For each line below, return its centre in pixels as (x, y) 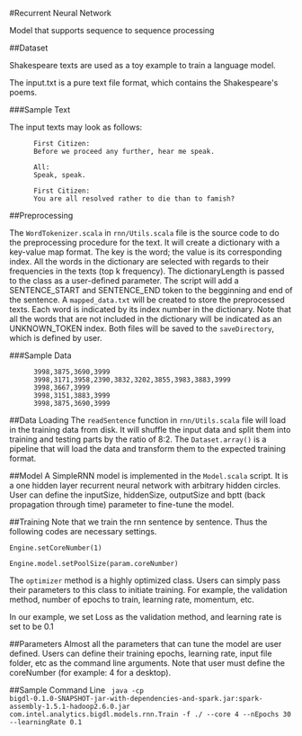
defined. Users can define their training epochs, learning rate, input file (141, 653)
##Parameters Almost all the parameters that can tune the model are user (146, 644)
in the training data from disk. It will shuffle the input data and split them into (150, 430)
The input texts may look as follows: (76, 127)
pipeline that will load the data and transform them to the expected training (147, 449)
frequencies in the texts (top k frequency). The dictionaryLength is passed (147, 271)
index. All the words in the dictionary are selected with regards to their (139, 261)
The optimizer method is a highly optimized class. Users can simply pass (145, 580)
